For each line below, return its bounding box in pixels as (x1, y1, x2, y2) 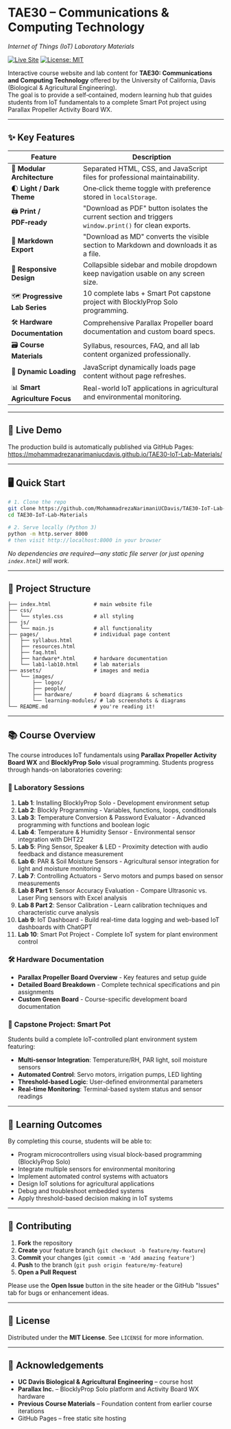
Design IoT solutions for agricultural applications (17, 1179, 155, 1188)
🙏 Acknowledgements (8, 1360, 104, 1371)
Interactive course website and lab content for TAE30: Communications (8, 69, 212, 77)
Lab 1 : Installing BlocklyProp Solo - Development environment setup (17, 798, 210, 807)
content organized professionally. (82, 349, 191, 359)
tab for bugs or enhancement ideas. (8, 1288, 109, 1297)
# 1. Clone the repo (8, 499, 67, 506)
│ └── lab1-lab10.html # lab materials (8, 662, 140, 668)
